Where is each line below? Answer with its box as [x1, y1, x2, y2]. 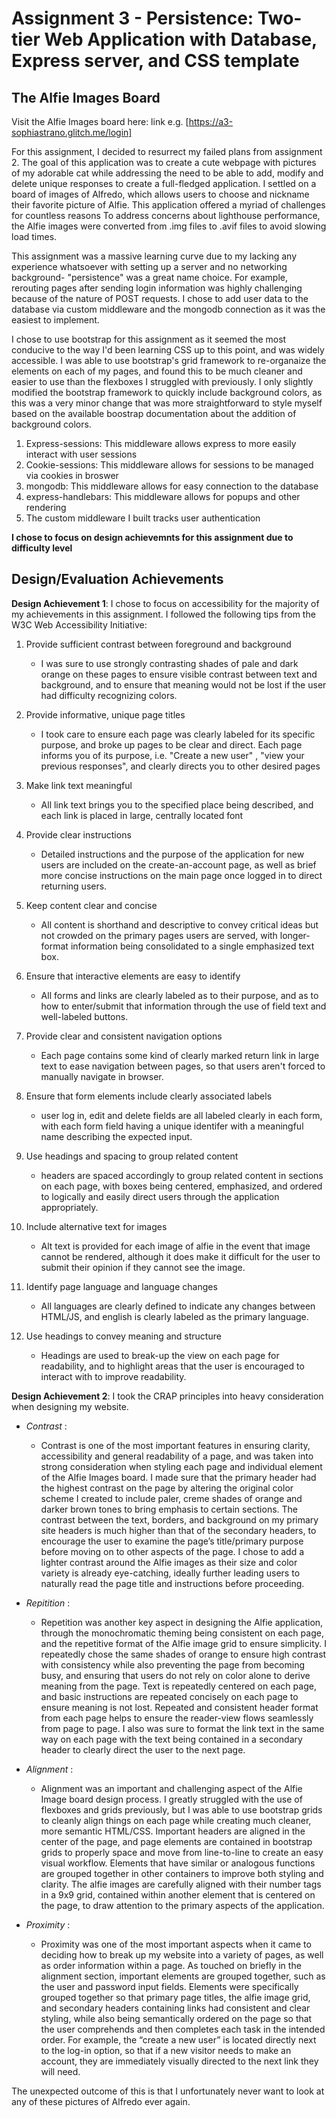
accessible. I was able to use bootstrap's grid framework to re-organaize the [11, 355, 327, 366]
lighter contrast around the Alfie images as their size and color [40, 1556, 298, 1568]
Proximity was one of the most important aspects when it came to [40, 1938, 312, 1950]
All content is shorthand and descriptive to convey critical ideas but [40, 918, 319, 931]
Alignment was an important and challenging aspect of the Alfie [40, 1782, 303, 1794]
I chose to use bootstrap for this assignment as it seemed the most [11, 333, 287, 345]
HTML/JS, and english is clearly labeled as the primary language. [40, 1310, 309, 1322]
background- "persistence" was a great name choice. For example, [11, 272, 288, 283]
